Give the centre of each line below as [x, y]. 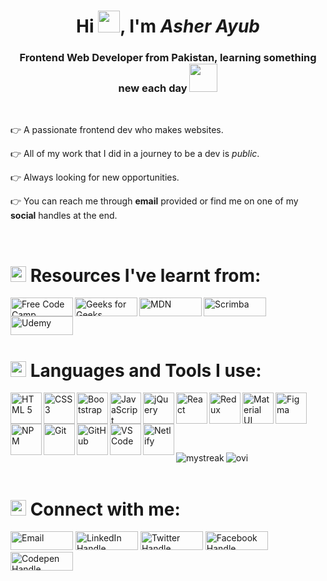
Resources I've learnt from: [145, 275]
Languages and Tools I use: [145, 370]
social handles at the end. [64, 216]
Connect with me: [105, 509]
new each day [153, 88]
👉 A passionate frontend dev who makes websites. [117, 130]
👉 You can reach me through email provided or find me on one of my [154, 201]
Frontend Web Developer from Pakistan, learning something [168, 58]
